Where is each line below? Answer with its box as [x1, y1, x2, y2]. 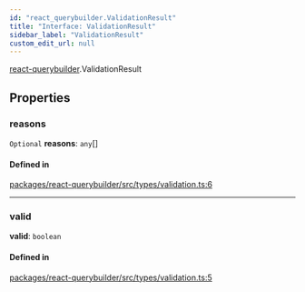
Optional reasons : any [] [9, 137, 98, 148]
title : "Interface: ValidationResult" [9, 22, 156, 31]
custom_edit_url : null [9, 38, 95, 48]
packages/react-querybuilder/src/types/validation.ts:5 [9, 272, 212, 283]
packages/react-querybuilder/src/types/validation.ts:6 [9, 179, 213, 190]
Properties [9, 90, 71, 106]
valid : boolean [9, 231, 62, 242]
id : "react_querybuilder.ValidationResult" [9, 13, 177, 23]
